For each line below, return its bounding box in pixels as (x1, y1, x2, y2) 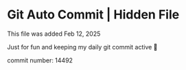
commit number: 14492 (7, 56, 73, 65)
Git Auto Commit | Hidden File (7, 7, 180, 23)
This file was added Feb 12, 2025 (7, 30, 101, 38)
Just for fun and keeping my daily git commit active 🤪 (7, 43, 158, 51)
